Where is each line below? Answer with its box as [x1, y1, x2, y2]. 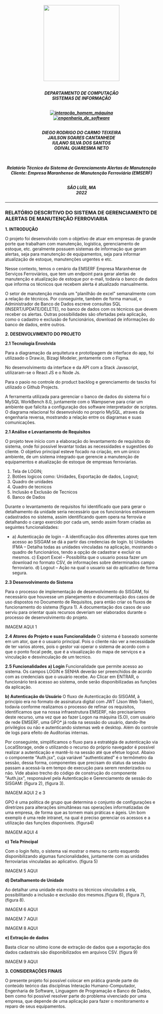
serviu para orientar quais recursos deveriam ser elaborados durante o [5, 610, 147, 615]
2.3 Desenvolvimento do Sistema [5, 579, 73, 585]
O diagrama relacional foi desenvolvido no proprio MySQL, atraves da [5, 409, 144, 415]
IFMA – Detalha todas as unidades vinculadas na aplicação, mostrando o [12, 544, 158, 550]
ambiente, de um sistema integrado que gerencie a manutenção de [5, 454, 139, 460]
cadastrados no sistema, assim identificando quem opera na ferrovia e [5, 514, 146, 520]
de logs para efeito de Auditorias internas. [5, 730, 89, 735]
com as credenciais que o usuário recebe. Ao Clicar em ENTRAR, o [5, 674, 139, 680]
